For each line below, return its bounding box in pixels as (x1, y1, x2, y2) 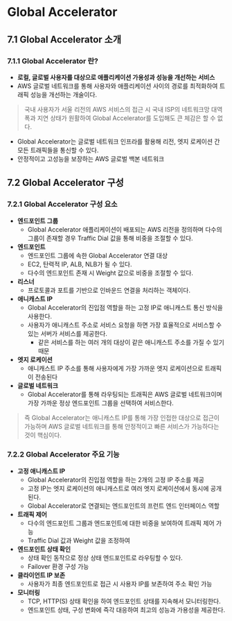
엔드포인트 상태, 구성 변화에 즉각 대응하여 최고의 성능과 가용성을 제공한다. (27, 605, 226, 614)
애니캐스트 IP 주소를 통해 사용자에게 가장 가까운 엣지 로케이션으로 (27, 364, 204, 372)
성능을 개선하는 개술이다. (30, 90, 98, 99)
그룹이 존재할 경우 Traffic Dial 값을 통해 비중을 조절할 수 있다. (27, 234, 193, 242)
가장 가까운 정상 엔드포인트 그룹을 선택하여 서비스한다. (27, 398, 175, 407)
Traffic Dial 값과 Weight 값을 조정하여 (27, 536, 130, 545)
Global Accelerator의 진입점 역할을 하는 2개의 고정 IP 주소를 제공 (27, 475, 204, 484)
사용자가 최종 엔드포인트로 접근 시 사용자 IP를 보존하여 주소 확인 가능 (27, 579, 213, 588)
